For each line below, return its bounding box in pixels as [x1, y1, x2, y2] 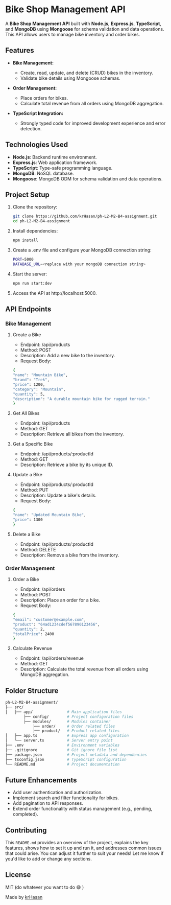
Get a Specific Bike [12, 441, 53, 447]
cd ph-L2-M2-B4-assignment [12, 219, 70, 224]
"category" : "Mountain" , [12, 387, 66, 392]
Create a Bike [12, 332, 41, 338]
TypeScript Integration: [12, 110, 64, 116]
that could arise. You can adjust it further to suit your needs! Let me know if [5, 850, 164, 856]
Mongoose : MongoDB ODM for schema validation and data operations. [12, 175, 163, 182]
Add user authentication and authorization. [12, 790, 103, 796]
